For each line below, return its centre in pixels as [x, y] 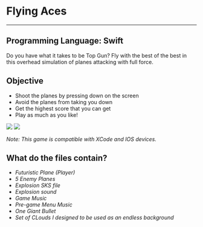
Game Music [31, 199]
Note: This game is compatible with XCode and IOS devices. [82, 139]
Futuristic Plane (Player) [45, 173]
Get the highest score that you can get [63, 108]
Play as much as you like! [47, 115]
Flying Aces [37, 11]
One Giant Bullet [35, 211]
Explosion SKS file [37, 185]
